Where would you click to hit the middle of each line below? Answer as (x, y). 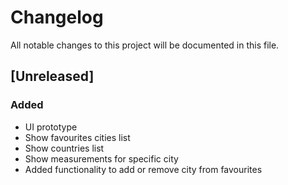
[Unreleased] (52, 76)
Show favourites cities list (77, 137)
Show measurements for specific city (101, 158)
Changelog (57, 17)
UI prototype (51, 127)
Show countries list (64, 148)
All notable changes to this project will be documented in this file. (145, 45)
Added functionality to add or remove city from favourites (143, 169)
